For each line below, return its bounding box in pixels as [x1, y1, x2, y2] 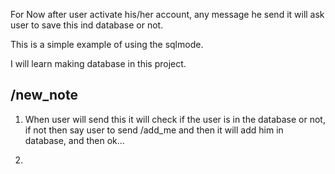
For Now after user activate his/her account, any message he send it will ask [10, 9, 325, 20]
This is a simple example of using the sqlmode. [10, 39, 204, 50]
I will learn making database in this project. [10, 58, 187, 69]
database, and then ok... [24, 134, 125, 146]
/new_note [10, 87, 78, 104]
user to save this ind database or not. [10, 19, 164, 31]
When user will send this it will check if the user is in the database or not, [24, 113, 326, 125]
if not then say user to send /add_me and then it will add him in [24, 124, 284, 136]
